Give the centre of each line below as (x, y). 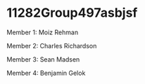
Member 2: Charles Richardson (52, 45)
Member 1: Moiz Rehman (43, 32)
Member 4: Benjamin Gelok (46, 73)
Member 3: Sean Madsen (43, 59)
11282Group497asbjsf (72, 13)
